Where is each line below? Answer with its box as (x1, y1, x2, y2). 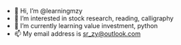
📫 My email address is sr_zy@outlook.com (13, 30, 141, 38)
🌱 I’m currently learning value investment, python (13, 22, 158, 30)
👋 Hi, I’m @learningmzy (13, 7, 83, 15)
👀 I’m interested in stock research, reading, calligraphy (13, 14, 174, 22)
